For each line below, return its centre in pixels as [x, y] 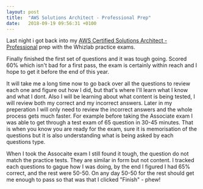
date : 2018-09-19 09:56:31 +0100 [52, 23]
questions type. [26, 142]
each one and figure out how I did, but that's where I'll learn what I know [97, 90]
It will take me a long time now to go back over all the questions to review [98, 84]
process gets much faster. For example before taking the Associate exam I [100, 116]
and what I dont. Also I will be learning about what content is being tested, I [101, 97]
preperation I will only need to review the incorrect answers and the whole [99, 110]
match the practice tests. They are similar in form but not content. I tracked [100, 160]
